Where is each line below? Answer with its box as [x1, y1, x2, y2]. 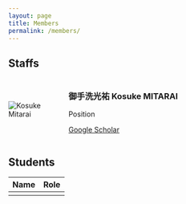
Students [8, 155, 55, 169]
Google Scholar [68, 125, 120, 135]
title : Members [8, 19, 59, 27]
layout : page [8, 11, 52, 20]
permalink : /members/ [8, 27, 81, 35]
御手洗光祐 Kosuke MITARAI [68, 91, 178, 102]
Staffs [8, 56, 39, 70]
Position [68, 109, 95, 119]
